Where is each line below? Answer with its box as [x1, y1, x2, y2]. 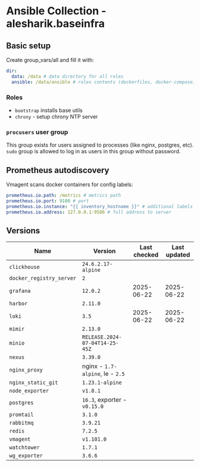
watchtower [9, 444, 40, 451]
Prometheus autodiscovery [6, 165, 110, 175]
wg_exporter [9, 452, 43, 459]
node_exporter [9, 388, 49, 394]
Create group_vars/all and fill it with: [6, 57, 94, 63]
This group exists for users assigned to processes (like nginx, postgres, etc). [6, 141, 194, 149]
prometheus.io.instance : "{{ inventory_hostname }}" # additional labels [6, 203, 193, 209]
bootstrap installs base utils [14, 106, 83, 114]
